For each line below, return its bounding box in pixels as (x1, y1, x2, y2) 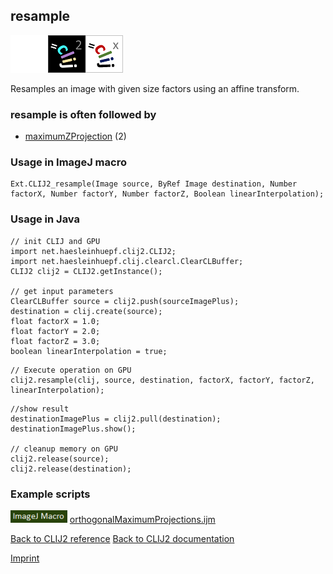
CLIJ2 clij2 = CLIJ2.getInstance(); (10, 266, 163, 276)
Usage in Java (10, 212, 81, 226)
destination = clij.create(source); (10, 306, 163, 316)
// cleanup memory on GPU (10, 444, 118, 454)
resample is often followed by (10, 107, 157, 121)
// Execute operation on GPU (10, 365, 132, 375)
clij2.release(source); (10, 454, 110, 464)
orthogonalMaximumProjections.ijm (69, 514, 216, 525)
